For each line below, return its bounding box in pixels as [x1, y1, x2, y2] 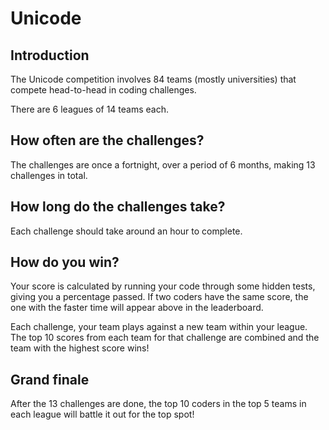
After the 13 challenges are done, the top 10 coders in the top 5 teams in [10, 398, 307, 410]
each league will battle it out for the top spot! [10, 408, 195, 421]
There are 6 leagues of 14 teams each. [10, 103, 169, 115]
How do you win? [10, 254, 120, 271]
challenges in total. [10, 169, 88, 181]
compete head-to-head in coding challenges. [10, 84, 197, 96]
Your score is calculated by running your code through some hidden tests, [10, 280, 316, 292]
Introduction [10, 47, 90, 64]
